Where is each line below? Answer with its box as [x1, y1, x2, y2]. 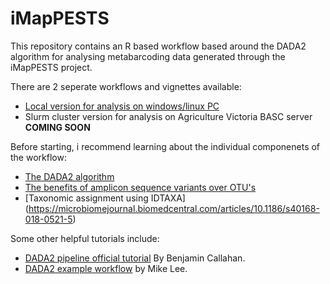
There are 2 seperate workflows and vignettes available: [10, 80, 242, 92]
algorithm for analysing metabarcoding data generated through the [10, 50, 286, 62]
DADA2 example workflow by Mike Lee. [24, 262, 188, 274]
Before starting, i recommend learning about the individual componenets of [10, 140, 321, 152]
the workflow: [10, 151, 67, 163]
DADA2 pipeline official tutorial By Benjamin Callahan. [24, 252, 246, 264]
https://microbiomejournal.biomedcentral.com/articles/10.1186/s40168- [28, 202, 320, 214]
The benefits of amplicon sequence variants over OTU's [24, 181, 257, 193]
